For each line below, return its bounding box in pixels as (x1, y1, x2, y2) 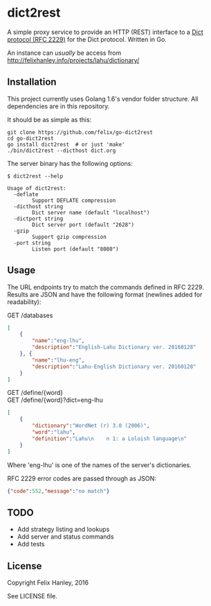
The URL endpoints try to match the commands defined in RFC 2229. (7, 283, 204, 291)
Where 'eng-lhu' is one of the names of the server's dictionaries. (7, 460, 192, 469)
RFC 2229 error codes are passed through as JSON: (7, 474, 157, 482)
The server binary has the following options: (7, 159, 133, 167)
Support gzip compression (32, 233, 107, 240)
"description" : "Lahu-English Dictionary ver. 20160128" (32, 363, 196, 370)
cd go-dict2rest (7, 135, 54, 142)
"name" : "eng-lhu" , (32, 337, 85, 344)
